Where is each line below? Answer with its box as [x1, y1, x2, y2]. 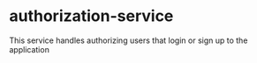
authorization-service [9, 6, 174, 26]
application [9, 44, 50, 54]
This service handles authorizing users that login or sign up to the [9, 35, 248, 45]
